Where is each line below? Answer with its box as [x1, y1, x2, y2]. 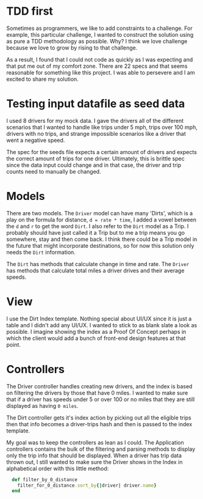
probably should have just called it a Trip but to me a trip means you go [6, 229, 185, 236]
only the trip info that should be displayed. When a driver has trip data [6, 451, 182, 459]
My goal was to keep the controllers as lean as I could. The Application [6, 438, 184, 446]
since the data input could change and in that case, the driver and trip [6, 161, 182, 169]
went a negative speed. [6, 136, 65, 144]
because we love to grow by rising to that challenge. [6, 44, 138, 51]
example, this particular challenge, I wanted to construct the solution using [6, 31, 194, 38]
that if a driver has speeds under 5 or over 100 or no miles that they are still [6, 396, 195, 403]
